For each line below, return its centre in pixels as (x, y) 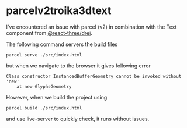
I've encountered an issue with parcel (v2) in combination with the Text (91, 27)
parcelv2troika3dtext (59, 11)
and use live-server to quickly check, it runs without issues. (78, 119)
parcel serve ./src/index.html (44, 55)
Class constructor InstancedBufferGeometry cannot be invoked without (94, 76)
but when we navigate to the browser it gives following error (78, 66)
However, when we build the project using (57, 97)
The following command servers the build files (62, 44)
